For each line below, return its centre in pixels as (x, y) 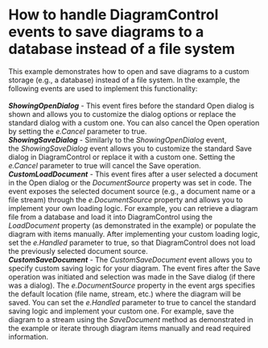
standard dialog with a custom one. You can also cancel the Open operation (134, 122)
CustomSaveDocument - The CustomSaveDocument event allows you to (130, 259)
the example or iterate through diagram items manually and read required (130, 328)
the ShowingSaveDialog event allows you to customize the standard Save (130, 148)
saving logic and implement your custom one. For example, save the (122, 311)
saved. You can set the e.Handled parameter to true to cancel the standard (132, 302)
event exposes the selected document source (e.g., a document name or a (132, 191)
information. (29, 337)
